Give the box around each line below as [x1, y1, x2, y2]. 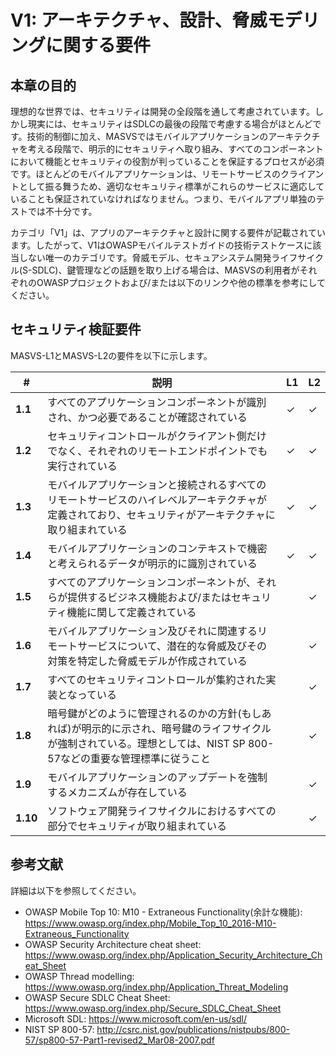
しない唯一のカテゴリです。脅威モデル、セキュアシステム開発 [18, 252, 272, 263]
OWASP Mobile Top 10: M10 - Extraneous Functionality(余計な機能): [24, 906, 303, 918]
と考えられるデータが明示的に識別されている [47, 556, 258, 570]
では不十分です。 [27, 206, 98, 217]
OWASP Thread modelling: [24, 970, 135, 982]
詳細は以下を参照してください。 [10, 884, 142, 896]
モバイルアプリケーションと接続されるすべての [47, 477, 267, 491]
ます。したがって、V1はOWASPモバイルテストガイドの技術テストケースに [10, 239, 313, 251]
